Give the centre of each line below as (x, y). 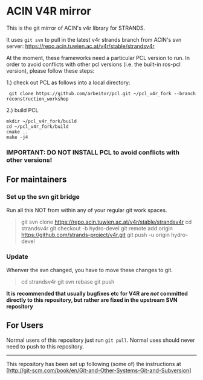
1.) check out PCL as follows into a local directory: (68, 82)
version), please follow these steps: (50, 70)
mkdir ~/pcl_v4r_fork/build (42, 121)
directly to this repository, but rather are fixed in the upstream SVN (92, 300)
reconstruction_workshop (37, 99)
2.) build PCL (22, 110)
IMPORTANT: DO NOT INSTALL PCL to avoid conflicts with (93, 152)
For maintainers (37, 180)
